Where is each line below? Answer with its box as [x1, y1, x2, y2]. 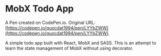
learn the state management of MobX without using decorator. [5, 45, 133, 51]
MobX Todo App [5, 3, 74, 14]
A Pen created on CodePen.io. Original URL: [5, 19, 96, 25]
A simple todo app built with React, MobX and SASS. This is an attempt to [5, 39, 156, 45]
